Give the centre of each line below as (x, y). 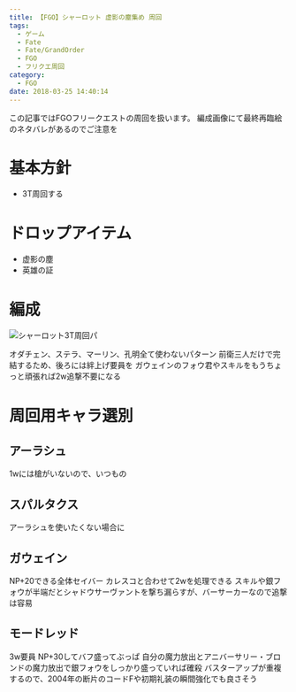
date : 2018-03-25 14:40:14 (59, 91)
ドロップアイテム (71, 233)
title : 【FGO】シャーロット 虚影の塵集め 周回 (86, 17)
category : (27, 75)
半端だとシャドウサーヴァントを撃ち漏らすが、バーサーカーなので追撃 (160, 592)
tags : (19, 26)
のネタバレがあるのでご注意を (63, 128)
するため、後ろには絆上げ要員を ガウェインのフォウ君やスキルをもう (141, 365)
